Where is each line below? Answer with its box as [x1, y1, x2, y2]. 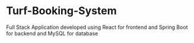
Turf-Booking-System [6, 4, 117, 18]
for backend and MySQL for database [6, 29, 98, 37]
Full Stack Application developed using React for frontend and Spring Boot [6, 24, 188, 31]
